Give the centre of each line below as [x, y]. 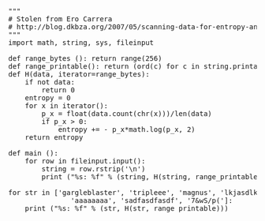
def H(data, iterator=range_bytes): [79, 74]
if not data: [50, 82]
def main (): [34, 153]
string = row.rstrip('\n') [93, 169]
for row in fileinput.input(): [85, 161]
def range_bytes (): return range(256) [85, 58]
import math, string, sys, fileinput [81, 43]
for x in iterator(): [67, 106]
